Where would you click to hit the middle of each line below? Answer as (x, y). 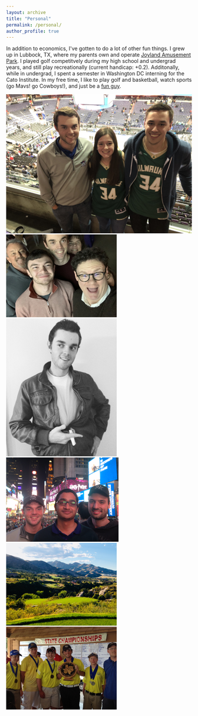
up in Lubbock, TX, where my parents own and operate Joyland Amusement (99, 55)
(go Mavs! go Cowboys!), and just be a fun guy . (64, 86)
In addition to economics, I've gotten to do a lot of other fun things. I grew (95, 49)
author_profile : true (33, 31)
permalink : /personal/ (34, 25)
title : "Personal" (29, 19)
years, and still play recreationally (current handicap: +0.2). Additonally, (93, 67)
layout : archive (26, 12)
